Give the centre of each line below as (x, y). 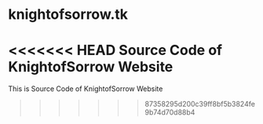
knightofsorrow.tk (68, 15)
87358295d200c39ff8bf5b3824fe (200, 104)
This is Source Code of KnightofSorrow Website (86, 89)
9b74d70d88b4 (170, 112)
